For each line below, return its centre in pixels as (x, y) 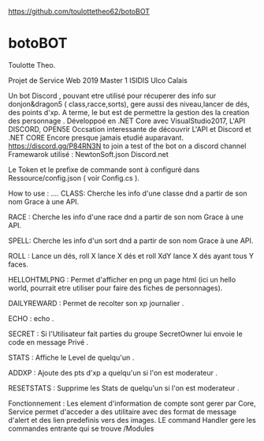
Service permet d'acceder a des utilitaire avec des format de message (123, 411)
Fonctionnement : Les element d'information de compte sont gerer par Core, (132, 403)
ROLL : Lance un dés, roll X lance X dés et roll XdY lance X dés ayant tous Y (131, 256)
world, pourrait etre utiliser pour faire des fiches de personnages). (115, 288)
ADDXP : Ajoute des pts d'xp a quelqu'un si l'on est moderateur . (113, 372)
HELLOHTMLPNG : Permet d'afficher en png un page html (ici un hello (122, 279)
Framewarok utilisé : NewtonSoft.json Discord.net (89, 154)
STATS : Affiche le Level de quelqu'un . (71, 357)
